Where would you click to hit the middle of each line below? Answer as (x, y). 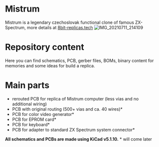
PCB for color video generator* (43, 114)
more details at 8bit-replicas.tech (60, 27)
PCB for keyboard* (31, 124)
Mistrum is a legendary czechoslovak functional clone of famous (70, 22)
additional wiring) (29, 104)
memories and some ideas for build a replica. (50, 65)
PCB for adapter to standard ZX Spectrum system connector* (73, 130)
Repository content (45, 47)
